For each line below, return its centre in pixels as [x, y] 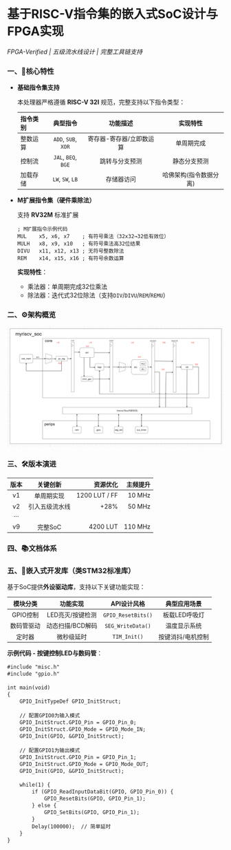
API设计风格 [128, 604]
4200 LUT [103, 527]
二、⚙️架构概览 [32, 315]
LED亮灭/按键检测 [72, 615]
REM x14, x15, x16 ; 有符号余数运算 [70, 258]
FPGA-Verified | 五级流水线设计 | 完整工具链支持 [75, 52]
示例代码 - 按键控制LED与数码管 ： [55, 653]
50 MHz [139, 506]
